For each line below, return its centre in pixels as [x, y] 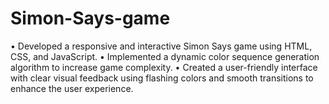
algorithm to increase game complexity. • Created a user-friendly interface [164, 67]
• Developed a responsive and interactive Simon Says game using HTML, [161, 46]
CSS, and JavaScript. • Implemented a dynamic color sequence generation [165, 56]
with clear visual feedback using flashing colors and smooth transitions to [162, 78]
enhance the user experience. [72, 88]
